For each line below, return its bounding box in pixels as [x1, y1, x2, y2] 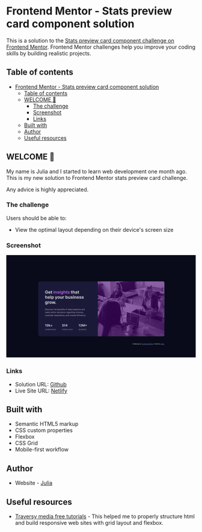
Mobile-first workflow [14, 446, 69, 453]
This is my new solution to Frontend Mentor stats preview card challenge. [6, 174, 188, 181]
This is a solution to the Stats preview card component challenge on [6, 37, 174, 44]
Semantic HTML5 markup [14, 420, 79, 428]
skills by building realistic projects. [6, 49, 91, 57]
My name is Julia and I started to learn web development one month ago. [6, 167, 188, 175]
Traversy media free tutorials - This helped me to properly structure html [14, 513, 195, 520]
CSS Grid [14, 439, 38, 447]
